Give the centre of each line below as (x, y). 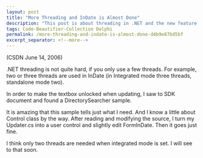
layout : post (23, 12)
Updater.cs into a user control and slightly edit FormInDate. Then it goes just (102, 125)
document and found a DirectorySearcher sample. (69, 100)
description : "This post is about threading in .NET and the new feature (102, 23)
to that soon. (22, 150)
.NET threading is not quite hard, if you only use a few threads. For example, (101, 69)
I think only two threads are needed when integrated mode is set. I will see (99, 143)
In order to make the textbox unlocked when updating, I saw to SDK (91, 94)
